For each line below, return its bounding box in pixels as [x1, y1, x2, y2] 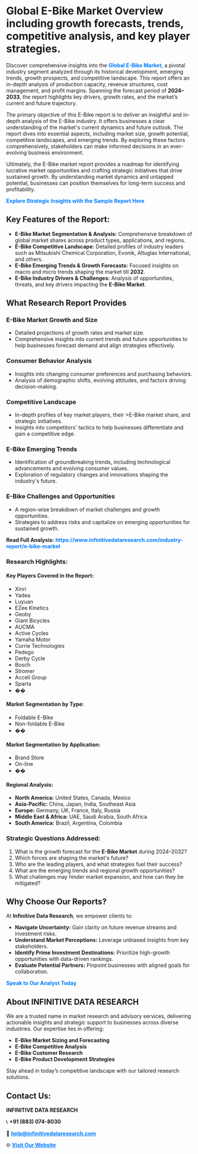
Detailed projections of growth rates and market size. [14, 329, 145, 336]
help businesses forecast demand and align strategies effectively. [14, 342, 175, 349]
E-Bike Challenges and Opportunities [6, 492, 116, 500]
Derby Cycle [14, 655, 46, 662]
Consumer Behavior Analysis [6, 357, 92, 365]
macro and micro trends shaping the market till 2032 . [14, 268, 145, 275]
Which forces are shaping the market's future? [14, 854, 129, 861]
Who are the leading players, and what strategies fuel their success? [14, 860, 183, 868]
